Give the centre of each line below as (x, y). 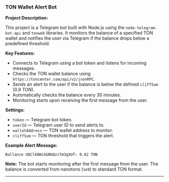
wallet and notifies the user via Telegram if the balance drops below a (77, 38)
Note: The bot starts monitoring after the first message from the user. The (82, 164)
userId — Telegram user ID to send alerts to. (58, 125)
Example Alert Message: (31, 145)
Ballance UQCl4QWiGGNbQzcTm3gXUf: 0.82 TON (52, 155)
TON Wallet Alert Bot (31, 7)
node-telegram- (141, 28)
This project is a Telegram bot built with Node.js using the (65, 28)
